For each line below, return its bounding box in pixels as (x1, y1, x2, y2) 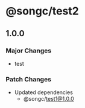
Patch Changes (5, 75, 52, 83)
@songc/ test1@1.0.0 (23, 95, 74, 103)
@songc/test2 (5, 4, 80, 18)
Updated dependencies (14, 89, 74, 96)
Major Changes (5, 46, 52, 55)
